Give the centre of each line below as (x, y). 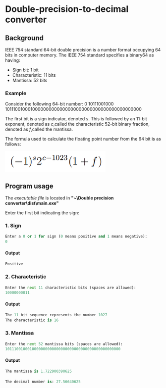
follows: (13, 144)
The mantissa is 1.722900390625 (38, 371)
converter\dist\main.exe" (32, 203)
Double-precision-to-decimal (67, 9)
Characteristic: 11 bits (34, 75)
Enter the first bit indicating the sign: (42, 213)
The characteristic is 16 (32, 320)
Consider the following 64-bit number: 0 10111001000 (59, 104)
